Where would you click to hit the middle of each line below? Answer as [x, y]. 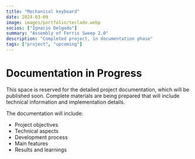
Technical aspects [36, 131]
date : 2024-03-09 [27, 17]
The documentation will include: [45, 113]
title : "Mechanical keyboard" [43, 11]
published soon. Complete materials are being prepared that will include [93, 96]
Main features [31, 143]
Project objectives [36, 124]
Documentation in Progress [74, 73]
